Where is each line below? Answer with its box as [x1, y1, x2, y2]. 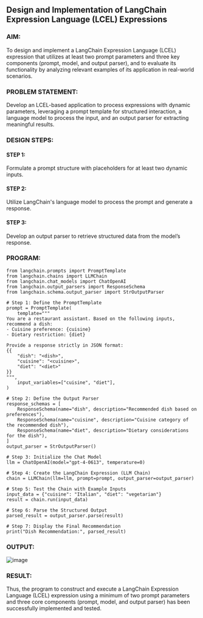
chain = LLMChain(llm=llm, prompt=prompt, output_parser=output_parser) [6, 475, 194, 481]
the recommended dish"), [6, 422, 69, 428]
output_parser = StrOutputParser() [6, 443, 97, 450]
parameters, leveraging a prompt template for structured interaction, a [6, 108, 182, 115]
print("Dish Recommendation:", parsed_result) [6, 529, 126, 535]
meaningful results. [6, 120, 55, 128]
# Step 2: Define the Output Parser [6, 395, 99, 401]
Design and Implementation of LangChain [6, 5, 167, 15]
